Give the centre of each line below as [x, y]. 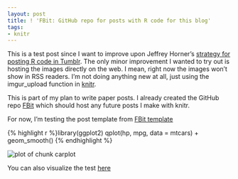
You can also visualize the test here [59, 168]
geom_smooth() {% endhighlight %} [60, 141]
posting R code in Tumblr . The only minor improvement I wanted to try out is [118, 62]
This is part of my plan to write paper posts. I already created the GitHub [113, 98]
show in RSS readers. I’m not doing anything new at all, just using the [108, 77]
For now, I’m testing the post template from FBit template [90, 119]
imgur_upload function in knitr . [52, 84]
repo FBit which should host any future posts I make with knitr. [99, 105]
